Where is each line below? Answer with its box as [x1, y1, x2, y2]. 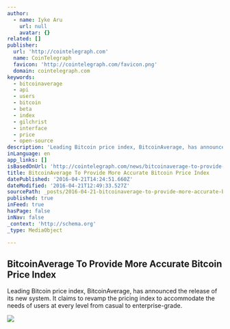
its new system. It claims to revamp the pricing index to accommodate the [7, 294, 216, 302]
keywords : [7, 73, 36, 81]
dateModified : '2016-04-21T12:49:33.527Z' [7, 182, 130, 189]
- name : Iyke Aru [13, 16, 63, 23]
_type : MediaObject [7, 227, 63, 234]
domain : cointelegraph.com [13, 67, 90, 74]
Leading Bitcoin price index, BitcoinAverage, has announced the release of [7, 287, 218, 295]
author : [7, 10, 29, 17]
